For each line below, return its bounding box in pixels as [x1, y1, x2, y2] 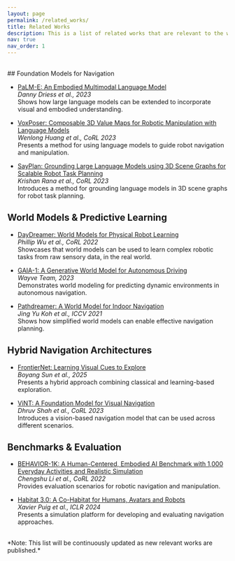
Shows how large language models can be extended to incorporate [17, 98, 211, 105]
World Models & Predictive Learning [7, 212, 168, 224]
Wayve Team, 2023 [17, 273, 75, 282]
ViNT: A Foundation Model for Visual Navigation [17, 399, 155, 407]
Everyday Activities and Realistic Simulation [17, 467, 143, 476]
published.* [7, 546, 41, 555]
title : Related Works [7, 23, 71, 30]
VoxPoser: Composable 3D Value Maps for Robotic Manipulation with [17, 119, 217, 126]
